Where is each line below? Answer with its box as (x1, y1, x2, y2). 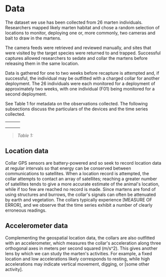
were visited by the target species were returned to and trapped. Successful (5, 50, 161, 56)
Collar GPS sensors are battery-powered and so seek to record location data (5, 160, 162, 166)
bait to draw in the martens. (5, 35, 61, 41)
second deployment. (5, 91, 47, 97)
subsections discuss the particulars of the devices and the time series (5, 106, 148, 112)
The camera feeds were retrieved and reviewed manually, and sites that (5, 45, 152, 50)
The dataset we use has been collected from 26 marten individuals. (5, 19, 143, 25)
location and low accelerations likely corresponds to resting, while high (5, 256, 150, 262)
